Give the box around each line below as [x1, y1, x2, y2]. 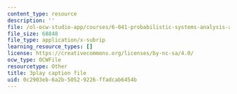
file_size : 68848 [7, 30, 59, 37]
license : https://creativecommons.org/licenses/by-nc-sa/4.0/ [7, 50, 194, 57]
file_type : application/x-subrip [7, 37, 106, 44]
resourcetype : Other [7, 63, 68, 70]
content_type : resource [7, 10, 78, 18]
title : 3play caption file [7, 69, 87, 76]
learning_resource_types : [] [7, 43, 93, 50]
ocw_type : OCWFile [7, 57, 61, 64]
